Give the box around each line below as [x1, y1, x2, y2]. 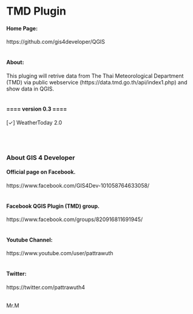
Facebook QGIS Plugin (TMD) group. [6, 202, 100, 210]
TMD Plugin [6, 4, 67, 18]
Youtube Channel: [6, 236, 53, 244]
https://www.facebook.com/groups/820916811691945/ [6, 216, 143, 223]
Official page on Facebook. [6, 168, 76, 176]
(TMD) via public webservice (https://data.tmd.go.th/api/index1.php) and [6, 78, 188, 86]
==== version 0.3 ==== [6, 105, 67, 113]
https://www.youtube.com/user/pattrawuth [6, 250, 113, 257]
